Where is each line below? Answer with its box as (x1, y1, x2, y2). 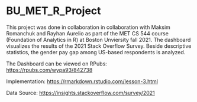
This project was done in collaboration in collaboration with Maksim (6, 24, 170, 31)
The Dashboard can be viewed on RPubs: (6, 60, 108, 67)
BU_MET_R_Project (6, 4, 102, 18)
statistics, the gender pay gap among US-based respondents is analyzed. (6, 48, 186, 55)
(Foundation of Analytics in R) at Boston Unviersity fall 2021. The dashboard (6, 36, 191, 43)
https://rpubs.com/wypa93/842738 (6, 66, 93, 73)
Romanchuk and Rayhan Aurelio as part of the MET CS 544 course (6, 29, 169, 37)
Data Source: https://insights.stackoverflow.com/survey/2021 (6, 89, 155, 96)
